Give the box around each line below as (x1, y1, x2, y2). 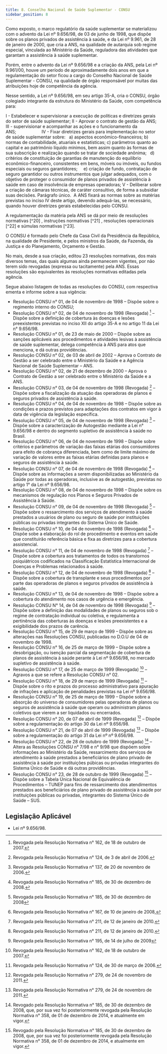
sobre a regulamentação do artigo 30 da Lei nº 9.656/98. (12, 721, 130, 727)
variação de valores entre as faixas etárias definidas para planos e (12, 454, 149, 461)
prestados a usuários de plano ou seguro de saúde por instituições (12, 514, 150, 520)
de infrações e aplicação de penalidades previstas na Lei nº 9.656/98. (12, 688, 156, 695)
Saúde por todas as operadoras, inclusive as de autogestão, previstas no (12, 476, 162, 482)
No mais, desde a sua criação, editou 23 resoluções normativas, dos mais (5, 252, 157, 259)
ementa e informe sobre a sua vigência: (5, 289, 87, 295)
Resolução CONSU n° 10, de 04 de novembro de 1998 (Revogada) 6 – (12, 525, 155, 532)
